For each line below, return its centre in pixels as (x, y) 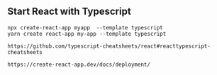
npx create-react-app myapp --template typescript (85, 27)
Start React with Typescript (69, 12)
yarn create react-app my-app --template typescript (87, 34)
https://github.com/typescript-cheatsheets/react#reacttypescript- (109, 46)
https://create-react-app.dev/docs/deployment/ (79, 64)
